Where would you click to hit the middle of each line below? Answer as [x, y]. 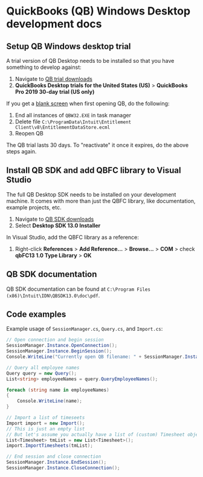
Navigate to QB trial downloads [53, 79]
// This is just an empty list [46, 429]
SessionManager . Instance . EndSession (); [56, 462]
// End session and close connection [54, 457]
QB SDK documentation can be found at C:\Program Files [79, 289]
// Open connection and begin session [55, 340]
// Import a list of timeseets [46, 418]
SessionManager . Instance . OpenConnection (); [62, 346]
